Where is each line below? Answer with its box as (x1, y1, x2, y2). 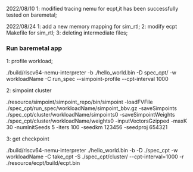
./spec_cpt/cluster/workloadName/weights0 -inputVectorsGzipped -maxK (6, 117, 188, 124)
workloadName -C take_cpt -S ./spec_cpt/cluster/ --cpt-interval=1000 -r (6, 153, 184, 160)
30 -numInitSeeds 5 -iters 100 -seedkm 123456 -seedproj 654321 (6, 124, 168, 131)
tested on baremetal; (6, 11, 58, 18)
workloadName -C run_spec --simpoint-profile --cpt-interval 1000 (6, 76, 169, 83)
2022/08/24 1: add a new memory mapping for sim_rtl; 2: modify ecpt (6, 23, 178, 30)
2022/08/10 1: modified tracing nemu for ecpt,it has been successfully (6, 5, 179, 12)
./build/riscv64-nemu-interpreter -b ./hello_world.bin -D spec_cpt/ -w (6, 69, 177, 76)
